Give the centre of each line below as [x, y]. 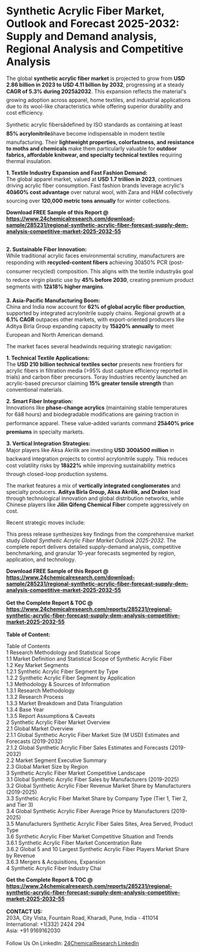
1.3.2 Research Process [35, 696]
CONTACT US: [24, 911]
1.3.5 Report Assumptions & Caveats [51, 715]
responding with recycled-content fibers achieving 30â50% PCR [87, 262]
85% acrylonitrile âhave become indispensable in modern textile [86, 133]
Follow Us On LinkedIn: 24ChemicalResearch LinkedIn [73, 943]
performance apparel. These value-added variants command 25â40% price [100, 423]
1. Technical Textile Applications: [48, 358]
